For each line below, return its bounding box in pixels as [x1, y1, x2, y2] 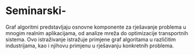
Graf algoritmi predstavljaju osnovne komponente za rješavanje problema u [5, 23, 186, 30]
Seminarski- [5, 4, 67, 18]
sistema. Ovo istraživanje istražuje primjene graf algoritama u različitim [5, 36, 176, 43]
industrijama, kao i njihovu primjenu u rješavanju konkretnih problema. [5, 42, 174, 49]
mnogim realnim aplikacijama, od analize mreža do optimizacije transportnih [5, 29, 188, 36]
